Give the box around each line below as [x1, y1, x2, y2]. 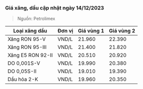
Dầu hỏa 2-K [7, 76, 39, 83]
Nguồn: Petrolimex [17, 16, 55, 22]
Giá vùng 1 [78, 27, 104, 34]
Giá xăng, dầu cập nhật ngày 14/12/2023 [5, 4, 104, 11]
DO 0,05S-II [7, 68, 37, 75]
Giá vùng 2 [108, 27, 135, 34]
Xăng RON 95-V [7, 36, 46, 43]
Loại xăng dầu [13, 27, 48, 34]
